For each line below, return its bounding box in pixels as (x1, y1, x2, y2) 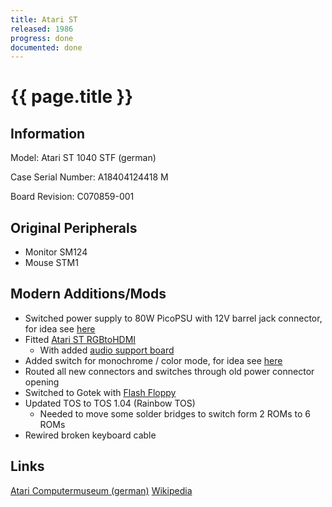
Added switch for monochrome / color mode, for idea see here (24, 354, 283, 366)
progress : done (10, 33, 74, 43)
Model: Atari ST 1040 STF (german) (10, 152, 157, 164)
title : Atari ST (10, 14, 78, 25)
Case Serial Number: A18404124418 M (10, 171, 169, 183)
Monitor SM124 (24, 246, 88, 258)
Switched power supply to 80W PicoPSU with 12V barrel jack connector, (24, 312, 323, 324)
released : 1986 (10, 24, 74, 34)
